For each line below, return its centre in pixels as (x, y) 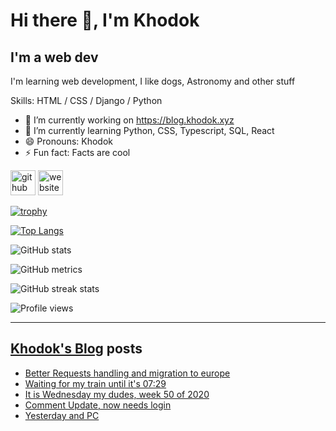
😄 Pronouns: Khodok (69, 141)
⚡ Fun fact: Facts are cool (77, 152)
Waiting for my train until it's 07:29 (95, 383)
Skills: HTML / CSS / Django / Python (86, 100)
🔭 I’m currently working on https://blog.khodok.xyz (129, 120)
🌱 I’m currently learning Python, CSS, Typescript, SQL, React (149, 130)
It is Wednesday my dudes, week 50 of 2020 (117, 394)
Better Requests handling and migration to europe (127, 373)
